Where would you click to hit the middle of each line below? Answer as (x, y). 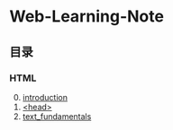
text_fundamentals (57, 116)
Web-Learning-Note (87, 17)
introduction (45, 97)
